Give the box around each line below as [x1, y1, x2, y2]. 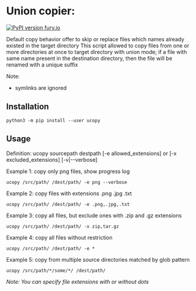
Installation [6, 102, 49, 112]
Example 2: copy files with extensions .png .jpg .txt [6, 190, 132, 197]
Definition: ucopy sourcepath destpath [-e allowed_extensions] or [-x [6, 150, 177, 157]
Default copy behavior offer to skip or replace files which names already [6, 35, 185, 43]
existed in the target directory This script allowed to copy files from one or [6, 42, 189, 49]
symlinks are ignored [14, 84, 67, 91]
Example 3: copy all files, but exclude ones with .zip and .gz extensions [6, 211, 182, 219]
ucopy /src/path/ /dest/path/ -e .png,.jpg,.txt [6, 201, 130, 207]
